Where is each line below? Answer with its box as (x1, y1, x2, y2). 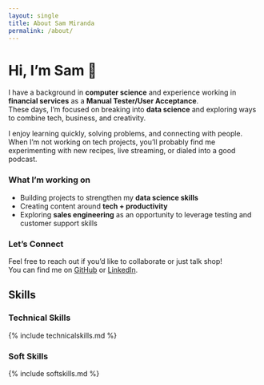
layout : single (8, 11, 59, 20)
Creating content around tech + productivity (19, 201, 168, 211)
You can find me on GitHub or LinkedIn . (8, 265, 138, 274)
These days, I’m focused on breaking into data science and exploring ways (8, 105, 257, 115)
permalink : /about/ (8, 26, 74, 34)
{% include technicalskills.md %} (8, 330, 118, 340)
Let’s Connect (8, 238, 64, 249)
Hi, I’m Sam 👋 (8, 61, 98, 79)
